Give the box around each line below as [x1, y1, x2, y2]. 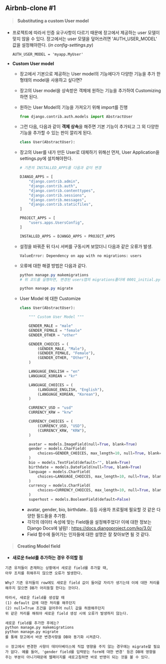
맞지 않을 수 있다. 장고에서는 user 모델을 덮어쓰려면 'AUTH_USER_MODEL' [12, 36, 157, 42]
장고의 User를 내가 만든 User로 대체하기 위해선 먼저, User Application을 [19, 149, 160, 155]
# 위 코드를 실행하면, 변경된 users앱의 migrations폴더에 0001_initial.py [19, 277, 161, 282]
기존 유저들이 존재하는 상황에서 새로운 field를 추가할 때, [5, 565, 109, 571]
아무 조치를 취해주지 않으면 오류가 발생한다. [5, 571, 83, 576]
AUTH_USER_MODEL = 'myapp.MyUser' [12, 52, 83, 57]
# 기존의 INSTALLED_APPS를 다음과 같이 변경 [19, 166, 102, 171]
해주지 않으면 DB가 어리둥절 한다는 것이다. [5, 586, 81, 591]
